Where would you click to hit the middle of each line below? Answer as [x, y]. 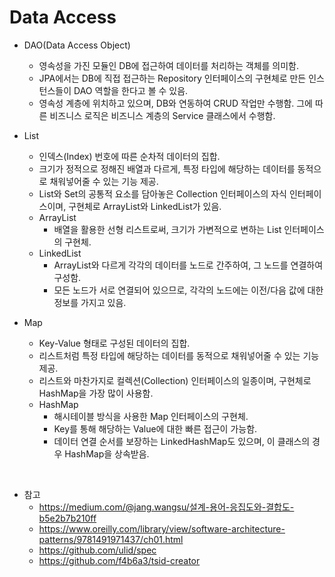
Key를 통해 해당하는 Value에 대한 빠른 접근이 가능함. [155, 428]
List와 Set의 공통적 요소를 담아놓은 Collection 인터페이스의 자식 [162, 193]
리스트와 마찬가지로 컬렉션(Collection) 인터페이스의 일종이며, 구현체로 [175, 380]
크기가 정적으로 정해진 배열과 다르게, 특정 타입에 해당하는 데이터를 [167, 168]
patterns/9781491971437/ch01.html [111, 539]
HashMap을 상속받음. [107, 453]
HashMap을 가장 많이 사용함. [96, 393]
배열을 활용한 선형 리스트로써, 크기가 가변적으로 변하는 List [167, 229]
